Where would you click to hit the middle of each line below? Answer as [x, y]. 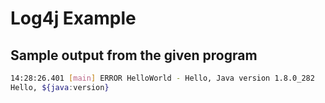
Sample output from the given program [134, 55]
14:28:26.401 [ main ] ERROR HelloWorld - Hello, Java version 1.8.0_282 [162, 78]
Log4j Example [73, 18]
